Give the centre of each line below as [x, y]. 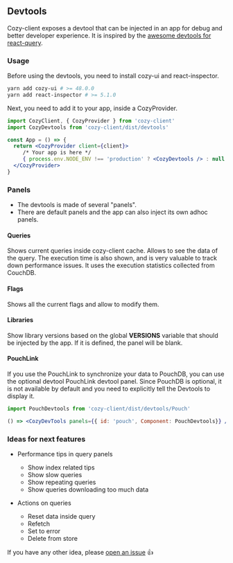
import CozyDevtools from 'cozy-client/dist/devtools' [88, 127]
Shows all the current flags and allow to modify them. [83, 304]
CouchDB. [22, 273]
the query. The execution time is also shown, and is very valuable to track [112, 258]
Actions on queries [44, 503]
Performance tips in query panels [65, 454]
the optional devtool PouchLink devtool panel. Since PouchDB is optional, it [114, 381]
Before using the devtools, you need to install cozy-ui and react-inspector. [113, 76]
